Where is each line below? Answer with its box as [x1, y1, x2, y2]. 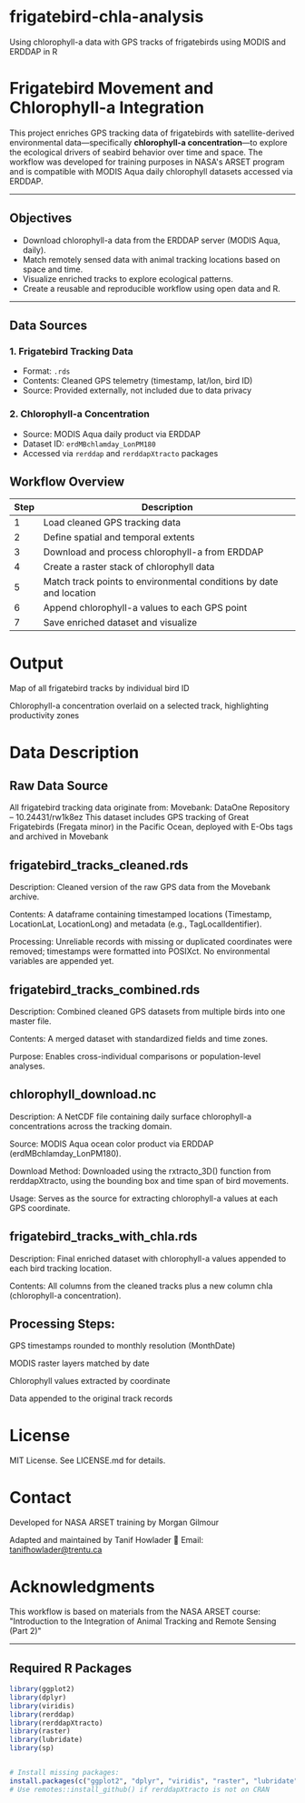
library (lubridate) [9, 1735, 84, 1745]
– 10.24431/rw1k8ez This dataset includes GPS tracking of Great [9, 812, 250, 823]
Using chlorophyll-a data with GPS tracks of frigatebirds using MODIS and [9, 36, 286, 47]
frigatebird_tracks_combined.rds [9, 982, 201, 997]
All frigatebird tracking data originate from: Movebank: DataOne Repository [9, 802, 290, 813]
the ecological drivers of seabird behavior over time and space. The [9, 146, 263, 157]
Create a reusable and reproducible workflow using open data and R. [22, 283, 281, 294]
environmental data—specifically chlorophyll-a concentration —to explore [9, 136, 288, 147]
